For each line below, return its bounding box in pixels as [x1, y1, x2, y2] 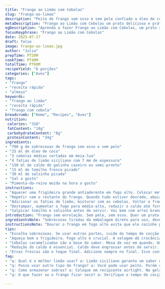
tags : [5, 76, 16, 81]
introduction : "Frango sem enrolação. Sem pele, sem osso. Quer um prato [5, 213, 160, 218]
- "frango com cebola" [5, 108, 52, 113]
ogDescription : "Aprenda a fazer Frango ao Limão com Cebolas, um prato [5, 26, 157, 30]
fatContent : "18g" [7, 126, 45, 131]
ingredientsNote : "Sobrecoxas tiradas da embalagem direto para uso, [5, 217, 151, 223]
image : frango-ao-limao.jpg [5, 44, 63, 49]
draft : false [5, 39, 32, 44]
